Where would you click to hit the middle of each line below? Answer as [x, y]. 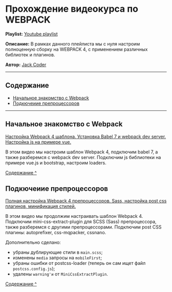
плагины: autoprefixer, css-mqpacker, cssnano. [56, 233]
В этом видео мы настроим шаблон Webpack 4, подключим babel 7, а [82, 152]
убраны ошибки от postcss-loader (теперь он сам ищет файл [79, 263]
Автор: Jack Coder [26, 64]
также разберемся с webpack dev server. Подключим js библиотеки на [83, 157]
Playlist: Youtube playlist [31, 34]
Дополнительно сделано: [33, 242]
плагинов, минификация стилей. [41, 206]
